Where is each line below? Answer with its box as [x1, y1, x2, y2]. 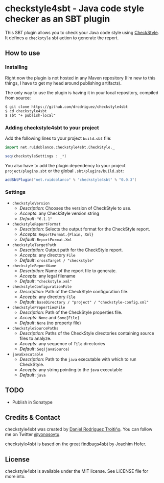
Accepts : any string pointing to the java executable [19, 366, 122, 373]
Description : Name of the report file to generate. [19, 268, 117, 274]
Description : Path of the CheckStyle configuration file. [19, 288, 129, 294]
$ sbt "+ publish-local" [5, 113, 56, 118]
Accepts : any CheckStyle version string [19, 210, 99, 216]
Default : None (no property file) [19, 320, 81, 326]
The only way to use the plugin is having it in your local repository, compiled [5, 89, 159, 96]
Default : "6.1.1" [19, 215, 52, 221]
